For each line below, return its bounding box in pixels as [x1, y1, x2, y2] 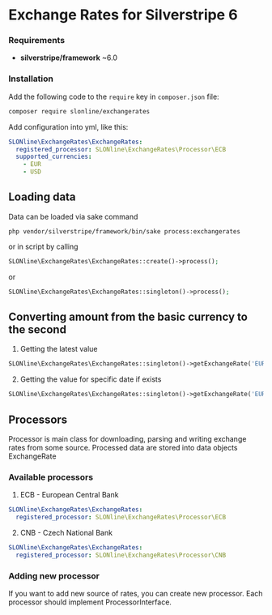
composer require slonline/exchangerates [8, 107, 151, 115]
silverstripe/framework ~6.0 [19, 53, 118, 62]
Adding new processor [8, 570, 100, 581]
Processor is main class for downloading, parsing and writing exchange [8, 433, 247, 443]
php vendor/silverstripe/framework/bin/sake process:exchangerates [8, 227, 241, 236]
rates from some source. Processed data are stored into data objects [8, 442, 238, 452]
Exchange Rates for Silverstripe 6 [8, 6, 238, 24]
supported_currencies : [15, 152, 92, 161]
